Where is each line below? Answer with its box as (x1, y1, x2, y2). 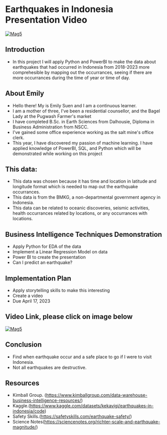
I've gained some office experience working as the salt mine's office (12, 129, 154, 135)
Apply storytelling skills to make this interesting (12, 287, 110, 293)
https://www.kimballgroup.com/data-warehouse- (46, 392, 148, 398)
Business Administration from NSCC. (12, 124, 89, 130)
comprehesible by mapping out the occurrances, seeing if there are (12, 69, 152, 75)
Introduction (5, 45, 45, 54)
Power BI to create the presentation (12, 254, 86, 260)
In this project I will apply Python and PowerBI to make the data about (12, 59, 156, 65)
